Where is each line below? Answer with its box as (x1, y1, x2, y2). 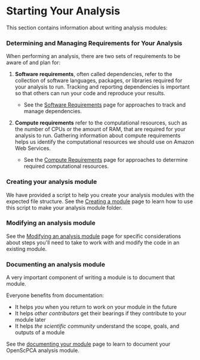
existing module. (6, 245, 47, 252)
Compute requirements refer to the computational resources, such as (14, 119, 187, 126)
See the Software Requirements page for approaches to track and (23, 101, 186, 108)
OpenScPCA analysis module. (6, 347, 79, 354)
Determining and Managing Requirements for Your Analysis (6, 39, 183, 47)
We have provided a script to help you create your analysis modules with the (6, 191, 195, 198)
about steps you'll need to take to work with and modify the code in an (6, 238, 180, 246)
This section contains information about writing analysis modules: (6, 24, 168, 31)
